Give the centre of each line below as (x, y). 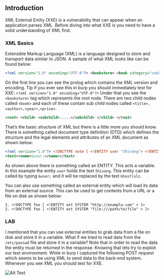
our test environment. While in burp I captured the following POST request (80, 253)
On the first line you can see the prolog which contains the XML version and (81, 82)
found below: (18, 64)
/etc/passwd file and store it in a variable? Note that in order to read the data (81, 242)
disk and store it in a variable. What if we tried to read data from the (73, 237)
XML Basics (20, 43)
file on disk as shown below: (34, 196)
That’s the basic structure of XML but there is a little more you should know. (81, 127)
